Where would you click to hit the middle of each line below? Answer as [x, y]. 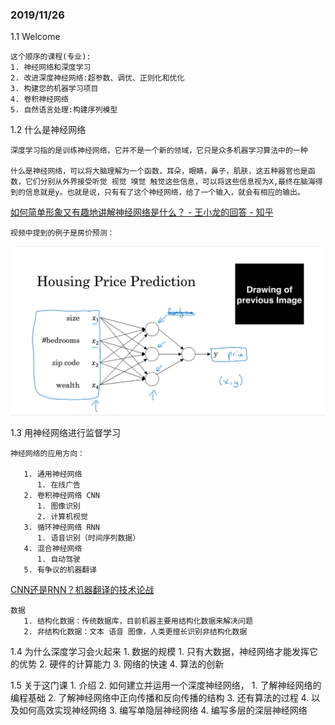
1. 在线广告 [58, 484]
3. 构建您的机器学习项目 [54, 89]
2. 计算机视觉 [62, 516]
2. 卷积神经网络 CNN [61, 495]
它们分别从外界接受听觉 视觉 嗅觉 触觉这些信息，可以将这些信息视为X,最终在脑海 [170, 182]
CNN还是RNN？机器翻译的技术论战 [82, 589]
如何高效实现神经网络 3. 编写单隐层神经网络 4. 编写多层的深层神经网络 [163, 710]
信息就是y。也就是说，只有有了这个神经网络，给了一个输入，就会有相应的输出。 [164, 193]
